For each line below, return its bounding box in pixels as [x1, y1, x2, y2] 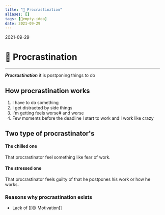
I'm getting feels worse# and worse [12, 110, 84, 116]
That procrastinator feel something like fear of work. [5, 154, 110, 160]
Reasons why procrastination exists [5, 193, 92, 200]
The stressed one [5, 165, 42, 171]
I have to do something [12, 100, 59, 106]
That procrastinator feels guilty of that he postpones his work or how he [5, 176, 151, 182]
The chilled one [5, 143, 38, 149]
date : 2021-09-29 [5, 21, 41, 26]
